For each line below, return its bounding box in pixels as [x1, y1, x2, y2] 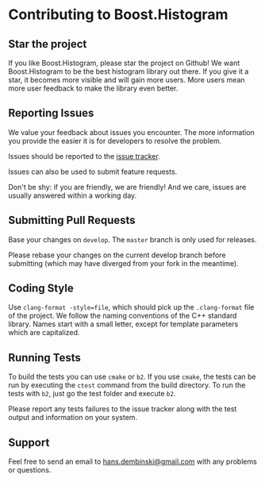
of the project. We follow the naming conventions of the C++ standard [8, 311, 237, 321]
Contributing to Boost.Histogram [8, 6, 229, 24]
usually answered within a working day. [8, 191, 137, 200]
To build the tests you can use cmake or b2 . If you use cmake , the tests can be [8, 372, 256, 382]
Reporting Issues [8, 106, 94, 120]
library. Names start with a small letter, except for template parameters [8, 319, 239, 329]
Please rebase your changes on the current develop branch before [8, 250, 226, 260]
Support [8, 435, 50, 449]
